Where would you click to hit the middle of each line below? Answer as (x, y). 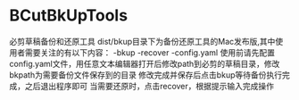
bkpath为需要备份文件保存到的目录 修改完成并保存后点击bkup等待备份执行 (146, 75)
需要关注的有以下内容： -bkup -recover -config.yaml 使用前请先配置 (149, 52)
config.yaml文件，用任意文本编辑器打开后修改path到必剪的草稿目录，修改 (145, 63)
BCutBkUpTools (68, 16)
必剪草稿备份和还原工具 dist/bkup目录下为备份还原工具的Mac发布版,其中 (142, 41)
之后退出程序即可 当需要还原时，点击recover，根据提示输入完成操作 (149, 86)
